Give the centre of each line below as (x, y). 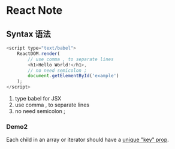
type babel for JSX (38, 98)
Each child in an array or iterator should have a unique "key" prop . (87, 140)
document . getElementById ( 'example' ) (73, 76)
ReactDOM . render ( (39, 54)
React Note (34, 10)
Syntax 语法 (28, 34)
